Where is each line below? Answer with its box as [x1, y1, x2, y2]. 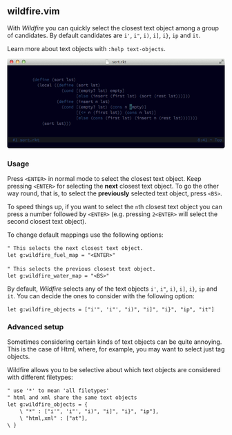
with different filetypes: [7, 373, 74, 382]
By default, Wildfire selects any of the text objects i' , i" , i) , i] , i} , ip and [7, 284, 217, 293]
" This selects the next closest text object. [7, 245, 144, 252]
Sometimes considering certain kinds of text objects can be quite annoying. [7, 338, 222, 346]
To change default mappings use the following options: [7, 231, 164, 239]
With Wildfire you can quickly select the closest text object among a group [7, 23, 219, 32]
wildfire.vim [7, 6, 60, 17]
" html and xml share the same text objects [7, 394, 137, 401]
